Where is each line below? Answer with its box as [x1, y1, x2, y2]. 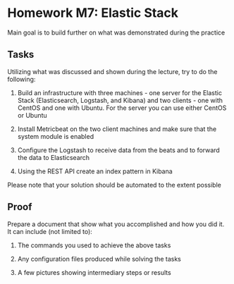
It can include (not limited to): [7, 227, 93, 235]
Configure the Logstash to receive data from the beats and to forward [17, 146, 220, 154]
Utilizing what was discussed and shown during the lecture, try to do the [7, 67, 218, 75]
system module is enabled [17, 132, 94, 140]
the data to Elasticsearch [17, 153, 90, 161]
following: [7, 75, 36, 83]
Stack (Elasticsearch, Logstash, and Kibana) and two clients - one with [17, 96, 223, 104]
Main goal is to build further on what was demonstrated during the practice [7, 28, 226, 37]
